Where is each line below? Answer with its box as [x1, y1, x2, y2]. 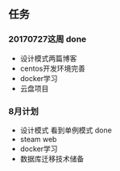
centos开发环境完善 [19, 63, 86, 73]
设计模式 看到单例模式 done [19, 125, 113, 135]
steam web [19, 134, 57, 144]
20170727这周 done [8, 34, 87, 45]
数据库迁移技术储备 [19, 153, 85, 163]
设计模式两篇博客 [19, 53, 77, 63]
